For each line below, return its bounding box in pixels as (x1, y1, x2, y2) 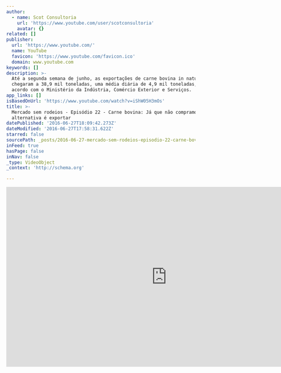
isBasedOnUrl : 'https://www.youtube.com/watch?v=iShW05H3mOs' (6, 98, 165, 104)
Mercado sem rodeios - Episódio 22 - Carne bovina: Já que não (11, 109, 173, 115)
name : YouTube (11, 48, 47, 54)
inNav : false (6, 154, 39, 160)
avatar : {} (17, 25, 44, 32)
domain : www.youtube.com (11, 59, 74, 65)
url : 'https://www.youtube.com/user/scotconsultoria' (17, 20, 154, 26)
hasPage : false (6, 148, 44, 154)
